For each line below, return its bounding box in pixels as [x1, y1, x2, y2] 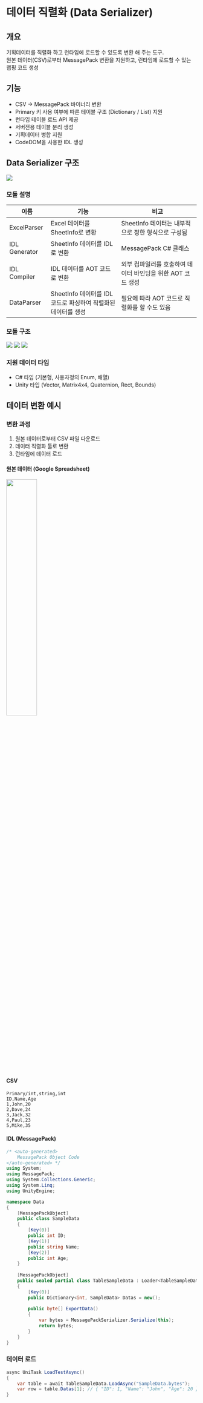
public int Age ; [28, 1255, 69, 1261]
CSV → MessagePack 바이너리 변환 [14, 101, 101, 108]
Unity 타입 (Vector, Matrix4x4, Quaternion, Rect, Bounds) [14, 381, 156, 388]
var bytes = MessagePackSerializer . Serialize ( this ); [38, 1317, 174, 1324]
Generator [9, 247, 38, 256]
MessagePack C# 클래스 [121, 244, 190, 252]
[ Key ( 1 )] [28, 1238, 50, 1244]
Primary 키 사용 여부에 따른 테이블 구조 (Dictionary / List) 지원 [14, 108, 163, 115]
